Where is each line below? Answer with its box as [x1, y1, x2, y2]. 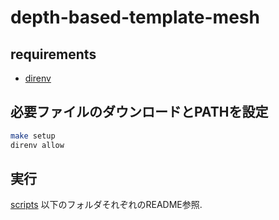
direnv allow [10, 140, 65, 150]
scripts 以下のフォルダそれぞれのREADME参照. [10, 199, 203, 211]
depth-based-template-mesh [10, 6, 260, 29]
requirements [10, 46, 97, 63]
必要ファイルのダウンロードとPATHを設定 [10, 104, 269, 121]
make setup [10, 131, 56, 141]
